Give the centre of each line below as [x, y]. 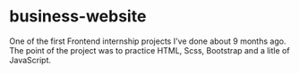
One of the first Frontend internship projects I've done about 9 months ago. [148, 41]
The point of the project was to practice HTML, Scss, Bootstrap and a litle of [149, 50]
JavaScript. [30, 60]
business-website [78, 16]
